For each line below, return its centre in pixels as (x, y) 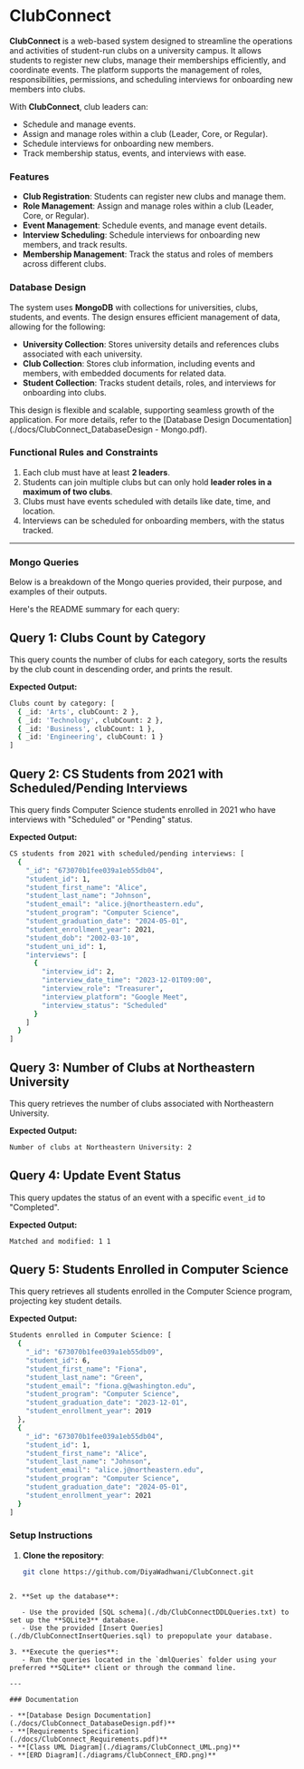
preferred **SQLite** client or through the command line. (123, 1667)
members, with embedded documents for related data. (124, 373)
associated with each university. (82, 354)
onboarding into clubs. (64, 392)
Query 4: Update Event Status (95, 1176)
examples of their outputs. (58, 591)
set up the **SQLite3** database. (75, 1620)
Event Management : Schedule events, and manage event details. (145, 225)
